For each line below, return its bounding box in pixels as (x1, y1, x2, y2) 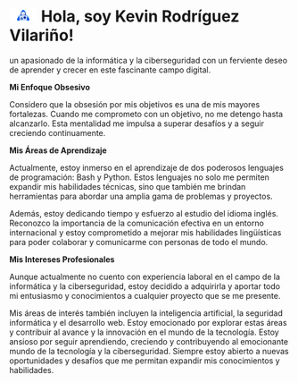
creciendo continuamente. (9, 127, 106, 138)
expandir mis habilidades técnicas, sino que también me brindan (9, 181, 246, 191)
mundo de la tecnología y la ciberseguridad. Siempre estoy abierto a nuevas (9, 345, 289, 356)
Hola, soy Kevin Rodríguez (40, 6, 240, 27)
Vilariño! (9, 25, 74, 46)
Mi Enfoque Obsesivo (9, 81, 91, 92)
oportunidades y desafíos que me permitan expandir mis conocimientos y (9, 355, 280, 366)
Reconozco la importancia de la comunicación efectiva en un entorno (9, 217, 265, 228)
